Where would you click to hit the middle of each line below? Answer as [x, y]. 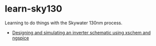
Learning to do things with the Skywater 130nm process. [64, 23]
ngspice [21, 38]
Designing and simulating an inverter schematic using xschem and [81, 32]
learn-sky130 [33, 9]
